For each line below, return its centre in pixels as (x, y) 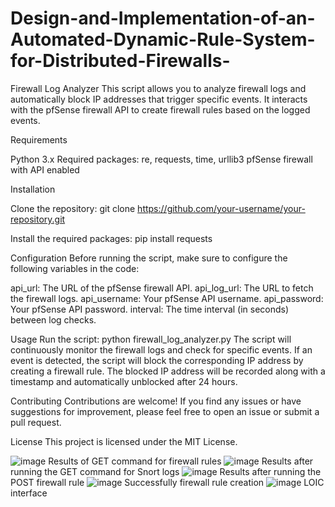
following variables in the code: (75, 268)
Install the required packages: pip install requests (111, 238)
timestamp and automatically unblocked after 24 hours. (124, 381)
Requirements (39, 139)
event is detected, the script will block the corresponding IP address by (157, 360)
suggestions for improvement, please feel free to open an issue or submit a (165, 411)
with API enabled (45, 169)
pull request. (36, 422)
